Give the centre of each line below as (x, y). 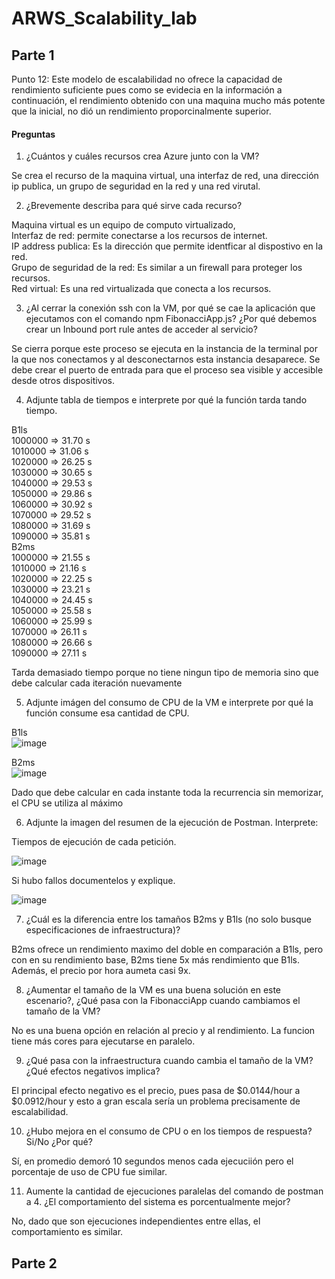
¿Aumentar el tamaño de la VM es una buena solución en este (153, 990)
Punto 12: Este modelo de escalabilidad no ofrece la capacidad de (147, 79)
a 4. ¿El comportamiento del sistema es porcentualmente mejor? (158, 1202)
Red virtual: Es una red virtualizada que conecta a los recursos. (141, 289)
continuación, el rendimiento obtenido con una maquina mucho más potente (168, 100)
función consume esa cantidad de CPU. (107, 713)
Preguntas (33, 134)
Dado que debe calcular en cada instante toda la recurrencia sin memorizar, (167, 793)
